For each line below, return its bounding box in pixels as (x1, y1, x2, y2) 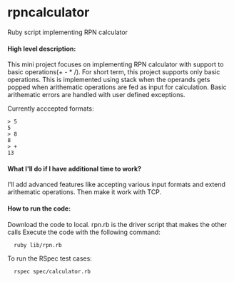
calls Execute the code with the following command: (7, 228, 161, 236)
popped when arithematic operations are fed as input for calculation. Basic (7, 83, 227, 91)
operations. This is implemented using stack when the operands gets (7, 76, 210, 84)
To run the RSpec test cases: (7, 254, 93, 263)
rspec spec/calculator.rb (14, 268, 91, 275)
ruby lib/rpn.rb (14, 241, 62, 248)
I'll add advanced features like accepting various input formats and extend (7, 180, 226, 189)
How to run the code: (7, 204, 71, 213)
